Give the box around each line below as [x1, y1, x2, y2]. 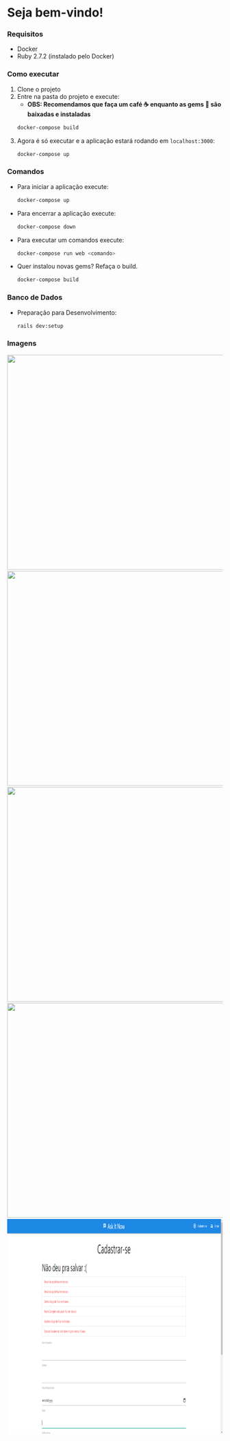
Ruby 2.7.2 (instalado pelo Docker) [16, 52, 114, 60]
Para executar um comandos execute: [16, 236, 125, 244]
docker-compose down [16, 223, 76, 230]
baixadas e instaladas [27, 110, 91, 118]
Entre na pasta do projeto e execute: [16, 92, 120, 100]
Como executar [7, 69, 60, 79]
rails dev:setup [16, 322, 64, 329]
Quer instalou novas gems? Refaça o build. [16, 262, 138, 271]
